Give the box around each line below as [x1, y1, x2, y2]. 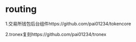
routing [5, 3, 37, 15]
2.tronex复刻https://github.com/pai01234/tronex [5, 31, 106, 37]
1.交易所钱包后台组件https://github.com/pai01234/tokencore [5, 20, 131, 26]
